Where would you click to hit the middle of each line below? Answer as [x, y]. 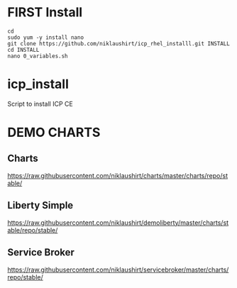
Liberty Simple [40, 205]
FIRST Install [45, 12]
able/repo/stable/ [33, 230]
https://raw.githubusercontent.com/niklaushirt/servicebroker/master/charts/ [118, 270]
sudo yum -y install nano [45, 37]
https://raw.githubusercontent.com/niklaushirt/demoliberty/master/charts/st [118, 222]
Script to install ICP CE [40, 104]
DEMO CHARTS [54, 133]
